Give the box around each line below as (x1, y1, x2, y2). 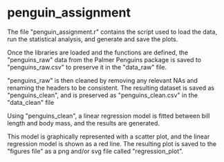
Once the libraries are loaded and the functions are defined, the (7, 48, 189, 57)
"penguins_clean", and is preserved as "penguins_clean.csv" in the (7, 91, 198, 99)
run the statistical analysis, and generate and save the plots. (7, 34, 178, 43)
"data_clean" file (7, 98, 55, 106)
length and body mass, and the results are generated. (7, 119, 160, 127)
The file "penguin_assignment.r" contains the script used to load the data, (7, 28, 218, 36)
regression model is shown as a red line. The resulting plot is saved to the (7, 139, 216, 148)
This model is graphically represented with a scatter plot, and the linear (7, 132, 210, 141)
